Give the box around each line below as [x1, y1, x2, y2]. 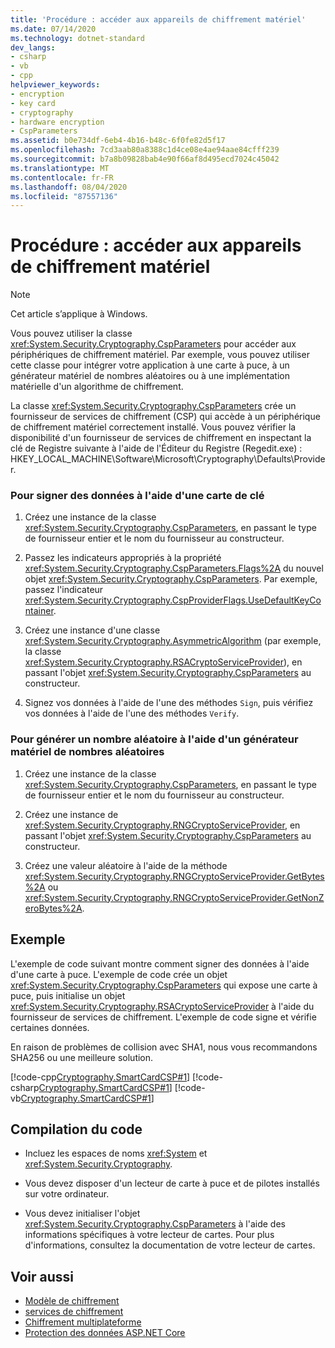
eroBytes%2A [24, 902, 83, 914]
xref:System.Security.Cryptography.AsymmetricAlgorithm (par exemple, [24, 635, 322, 647]
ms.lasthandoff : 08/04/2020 [10, 182, 128, 192]
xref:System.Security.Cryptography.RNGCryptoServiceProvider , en [24, 819, 301, 831]
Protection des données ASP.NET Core [24, 1327, 186, 1339]
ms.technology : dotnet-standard [10, 33, 145, 43]
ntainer [24, 605, 54, 617]
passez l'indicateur [24, 584, 104, 596]
